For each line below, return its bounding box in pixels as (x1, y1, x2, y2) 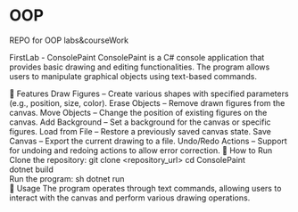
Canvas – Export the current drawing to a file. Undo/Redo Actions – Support (9, 135, 287, 146)
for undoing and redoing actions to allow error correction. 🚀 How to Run (9, 144, 273, 156)
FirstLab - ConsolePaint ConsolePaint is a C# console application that (9, 52, 265, 62)
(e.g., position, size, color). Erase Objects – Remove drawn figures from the (9, 97, 286, 108)
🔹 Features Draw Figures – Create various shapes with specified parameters (9, 88, 289, 99)
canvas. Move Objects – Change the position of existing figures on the (9, 107, 268, 118)
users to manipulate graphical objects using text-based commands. (9, 70, 257, 81)
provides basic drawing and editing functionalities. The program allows (9, 61, 270, 72)
